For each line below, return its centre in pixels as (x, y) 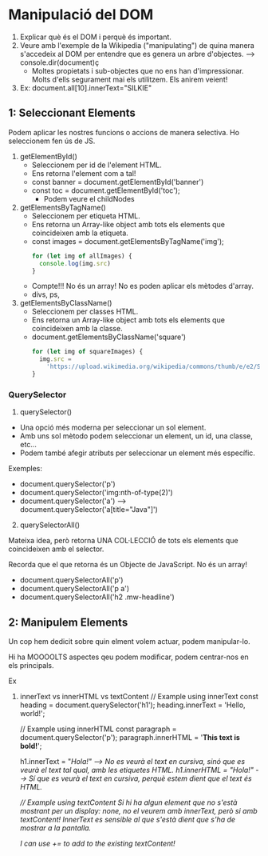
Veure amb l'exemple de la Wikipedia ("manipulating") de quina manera (137, 45)
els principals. (31, 665)
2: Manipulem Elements (68, 622)
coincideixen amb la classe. (77, 329)
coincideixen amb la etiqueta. (80, 233)
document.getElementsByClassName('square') (108, 337)
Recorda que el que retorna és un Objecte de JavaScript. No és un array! (128, 565)
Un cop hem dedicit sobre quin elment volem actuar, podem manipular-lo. (129, 641)
